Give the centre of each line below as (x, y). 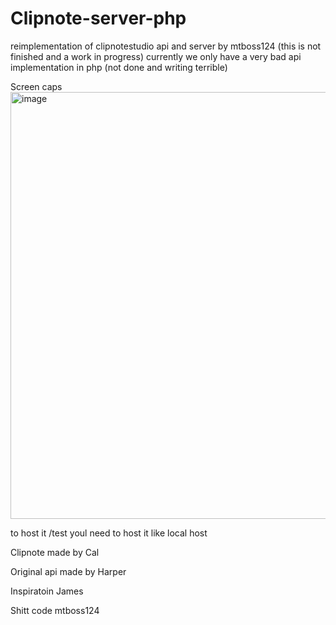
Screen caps (36, 86)
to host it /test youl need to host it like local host (109, 533)
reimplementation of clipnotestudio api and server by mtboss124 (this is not (166, 46)
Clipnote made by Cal (55, 552)
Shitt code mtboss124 (55, 610)
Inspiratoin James (47, 591)
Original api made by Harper (68, 571)
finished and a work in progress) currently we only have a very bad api (156, 56)
